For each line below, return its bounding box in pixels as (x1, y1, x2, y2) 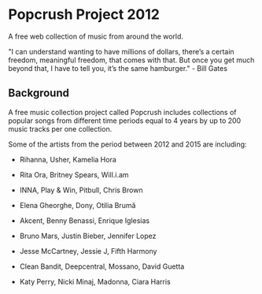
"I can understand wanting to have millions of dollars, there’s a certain (8, 47, 234, 56)
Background (8, 87, 69, 100)
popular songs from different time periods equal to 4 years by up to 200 (8, 116, 242, 125)
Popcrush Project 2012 (8, 6, 160, 24)
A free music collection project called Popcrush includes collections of (8, 107, 238, 117)
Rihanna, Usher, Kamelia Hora (19, 154, 116, 164)
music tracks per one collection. (8, 124, 113, 133)
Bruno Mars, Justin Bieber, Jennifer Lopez (19, 231, 157, 240)
